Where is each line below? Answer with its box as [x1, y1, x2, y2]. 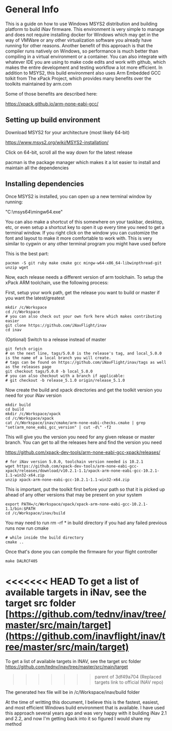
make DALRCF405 [5, 558, 38, 564]
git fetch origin [5, 346, 43, 351]
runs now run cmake [5, 525, 49, 531]
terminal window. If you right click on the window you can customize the [5, 229, 158, 236]
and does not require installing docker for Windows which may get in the [5, 31, 159, 38]
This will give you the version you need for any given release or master [5, 434, 155, 440]
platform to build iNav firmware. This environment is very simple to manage [5, 26, 165, 32]
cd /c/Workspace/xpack [5, 416, 54, 421]
